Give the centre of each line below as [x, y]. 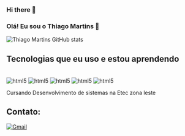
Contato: [24, 112]
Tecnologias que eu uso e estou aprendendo [93, 59]
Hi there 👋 [21, 10]
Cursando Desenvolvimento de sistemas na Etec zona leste [81, 93]
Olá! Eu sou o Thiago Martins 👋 [53, 26]
